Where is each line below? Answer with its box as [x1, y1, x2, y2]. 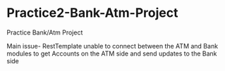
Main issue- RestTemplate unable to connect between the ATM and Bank [6, 41, 219, 50]
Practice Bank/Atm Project [6, 28, 83, 37]
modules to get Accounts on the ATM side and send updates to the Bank [6, 49, 217, 58]
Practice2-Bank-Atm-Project [6, 5, 178, 21]
